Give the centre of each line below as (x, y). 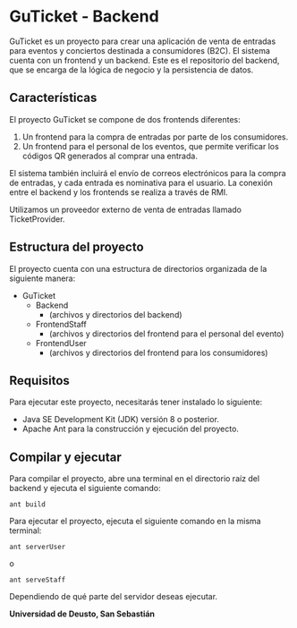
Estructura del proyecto (77, 247)
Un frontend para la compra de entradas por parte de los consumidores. (155, 137)
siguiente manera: (42, 278)
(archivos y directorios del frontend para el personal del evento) (166, 334)
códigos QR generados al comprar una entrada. (110, 156)
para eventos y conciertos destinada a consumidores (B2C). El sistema (140, 50)
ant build (28, 505)
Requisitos (39, 381)
